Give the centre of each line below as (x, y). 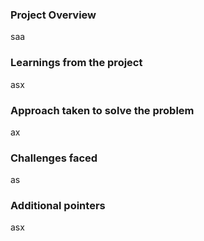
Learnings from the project (76, 63)
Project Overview (53, 15)
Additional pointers (58, 206)
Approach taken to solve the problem (102, 110)
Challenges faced (54, 158)
